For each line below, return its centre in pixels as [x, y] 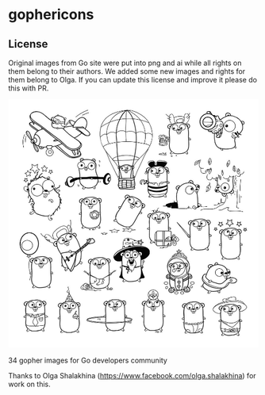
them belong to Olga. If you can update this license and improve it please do [133, 80]
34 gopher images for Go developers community [88, 360]
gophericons [51, 15]
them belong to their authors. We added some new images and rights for [127, 71]
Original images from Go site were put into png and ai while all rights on [125, 63]
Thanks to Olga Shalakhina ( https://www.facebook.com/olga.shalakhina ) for [132, 375]
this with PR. [29, 88]
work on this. [29, 384]
